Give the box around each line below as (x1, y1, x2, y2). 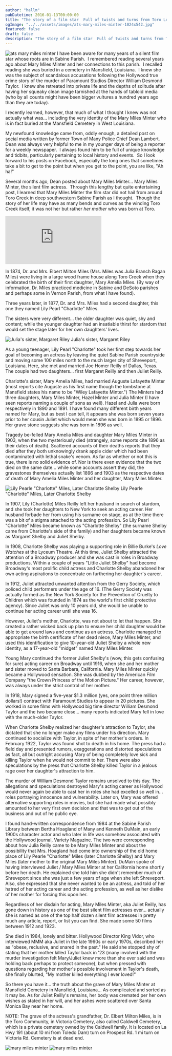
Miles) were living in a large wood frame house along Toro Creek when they (5, 273, 165, 280)
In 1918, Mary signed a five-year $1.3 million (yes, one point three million (5, 692, 158, 699)
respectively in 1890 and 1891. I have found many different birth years (5, 405, 152, 411)
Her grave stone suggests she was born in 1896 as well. (5, 422, 123, 428)
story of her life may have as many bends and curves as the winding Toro (5, 200, 160, 206)
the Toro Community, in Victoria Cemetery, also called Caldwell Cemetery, (5, 1018, 161, 1025)
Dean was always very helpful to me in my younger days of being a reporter (5, 141, 165, 147)
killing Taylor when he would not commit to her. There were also (5, 757, 140, 763)
